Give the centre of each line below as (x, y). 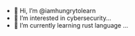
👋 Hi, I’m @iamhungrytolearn (55, 11)
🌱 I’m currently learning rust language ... (71, 25)
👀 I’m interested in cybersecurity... (63, 18)
